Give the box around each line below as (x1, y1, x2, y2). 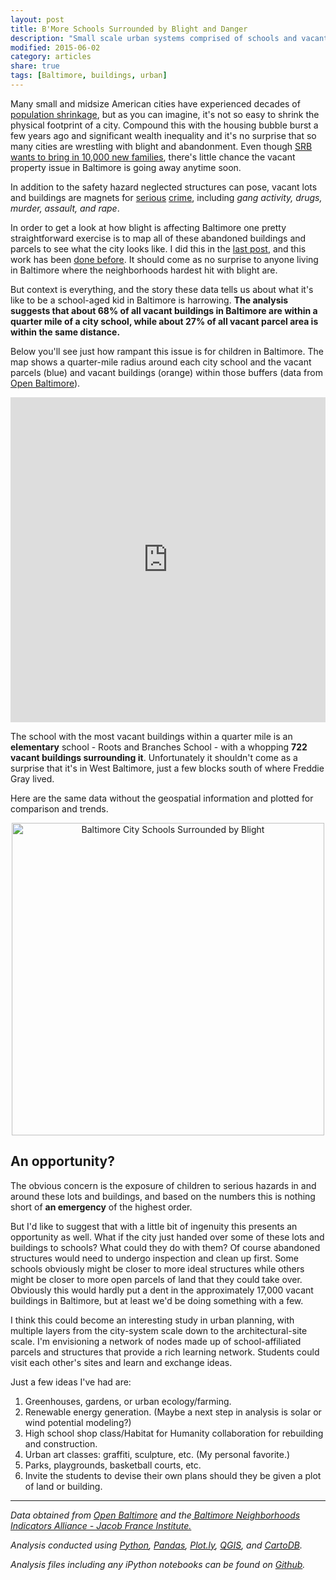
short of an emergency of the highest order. (10, 1201, 193, 1213)
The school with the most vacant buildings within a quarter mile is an (10, 730, 293, 742)
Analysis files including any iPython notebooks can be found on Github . (10, 1558, 306, 1570)
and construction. (24, 1437, 98, 1450)
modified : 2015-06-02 (10, 42, 101, 53)
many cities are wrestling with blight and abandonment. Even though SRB (10, 140, 313, 152)
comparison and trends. (10, 802, 109, 815)
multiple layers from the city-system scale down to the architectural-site (10, 1324, 308, 1336)
